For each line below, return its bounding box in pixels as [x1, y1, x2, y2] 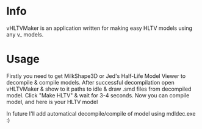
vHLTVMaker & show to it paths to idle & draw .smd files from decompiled [6, 85, 192, 92]
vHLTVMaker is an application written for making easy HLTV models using [6, 24, 193, 32]
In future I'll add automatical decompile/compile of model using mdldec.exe [6, 110, 196, 117]
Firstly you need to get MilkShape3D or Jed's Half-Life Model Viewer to [6, 72, 186, 80]
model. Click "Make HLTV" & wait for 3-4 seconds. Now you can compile [6, 91, 190, 99]
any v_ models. [6, 30, 44, 38]
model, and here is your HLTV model [6, 98, 98, 105]
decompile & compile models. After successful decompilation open [6, 78, 175, 86]
